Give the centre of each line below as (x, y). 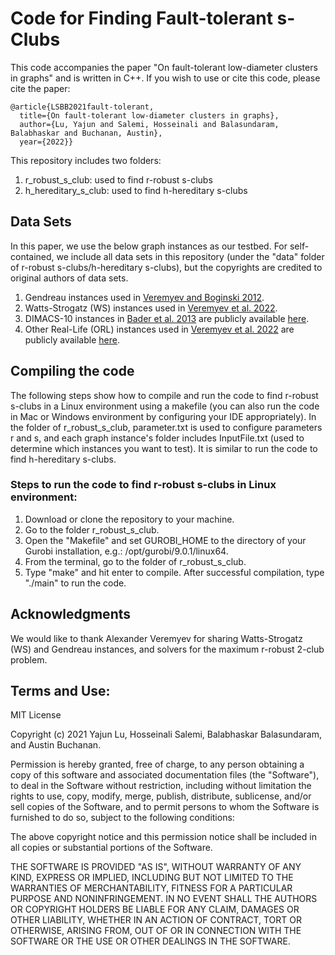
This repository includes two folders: (86, 160)
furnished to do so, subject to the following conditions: (122, 818)
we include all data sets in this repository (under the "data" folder (190, 256)
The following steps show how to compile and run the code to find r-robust (164, 395)
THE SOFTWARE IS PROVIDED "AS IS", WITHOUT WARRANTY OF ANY (156, 867)
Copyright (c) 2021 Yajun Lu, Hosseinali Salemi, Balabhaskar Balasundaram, (166, 734)
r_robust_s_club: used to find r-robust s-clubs (118, 179)
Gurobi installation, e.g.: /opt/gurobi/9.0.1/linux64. (126, 551)
